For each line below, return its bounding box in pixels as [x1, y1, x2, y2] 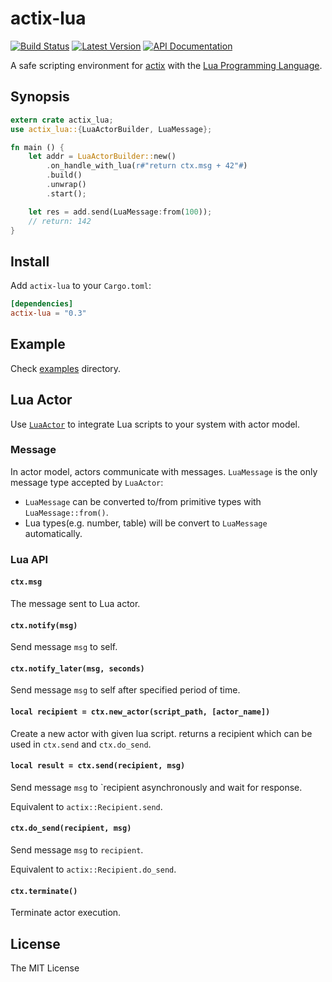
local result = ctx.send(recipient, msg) [10, 761, 186, 771]
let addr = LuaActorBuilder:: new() [28, 152, 177, 162]
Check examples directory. [10, 362, 122, 374]
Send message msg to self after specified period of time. [10, 684, 241, 696]
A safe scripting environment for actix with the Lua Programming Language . [10, 59, 323, 71]
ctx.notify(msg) [10, 620, 78, 631]
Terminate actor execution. [10, 907, 122, 919]
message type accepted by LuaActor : [10, 476, 164, 488]
